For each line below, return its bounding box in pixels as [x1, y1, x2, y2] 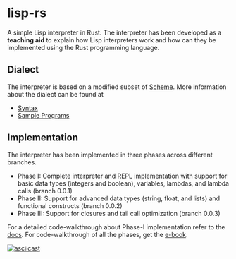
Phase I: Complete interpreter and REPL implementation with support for [17, 171, 228, 180]
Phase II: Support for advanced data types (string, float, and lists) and [17, 194, 221, 203]
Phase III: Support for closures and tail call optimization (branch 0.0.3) [17, 209, 221, 217]
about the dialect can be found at [7, 90, 104, 98]
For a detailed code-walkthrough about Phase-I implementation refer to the [7, 222, 225, 231]
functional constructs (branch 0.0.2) [17, 201, 123, 210]
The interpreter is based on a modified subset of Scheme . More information [7, 83, 227, 91]
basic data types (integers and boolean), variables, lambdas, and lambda [17, 179, 230, 188]
